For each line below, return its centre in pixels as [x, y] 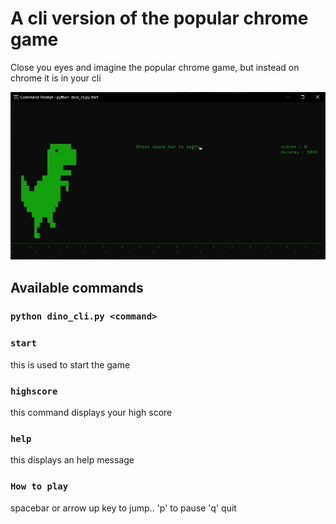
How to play [39, 486]
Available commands [77, 287]
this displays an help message [72, 460]
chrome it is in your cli [56, 78]
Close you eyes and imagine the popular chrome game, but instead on [155, 67]
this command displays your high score [91, 413]
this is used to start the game [70, 364]
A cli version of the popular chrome [159, 18]
